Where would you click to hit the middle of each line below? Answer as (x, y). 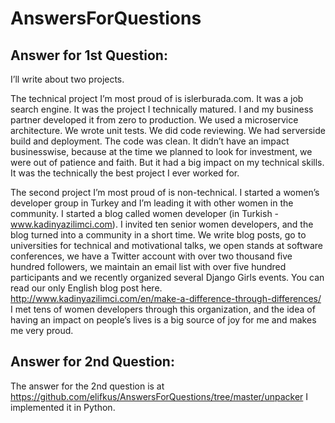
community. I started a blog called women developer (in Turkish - (145, 213)
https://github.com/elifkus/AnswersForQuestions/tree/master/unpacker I (159, 396)
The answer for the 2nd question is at (87, 386)
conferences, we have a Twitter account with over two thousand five (151, 256)
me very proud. (42, 330)
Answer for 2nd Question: (92, 362)
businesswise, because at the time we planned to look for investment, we (161, 151)
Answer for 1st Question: (89, 55)
